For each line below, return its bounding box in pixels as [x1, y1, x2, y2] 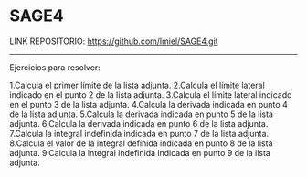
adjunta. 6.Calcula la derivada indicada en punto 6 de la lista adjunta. [9, 118, 269, 129]
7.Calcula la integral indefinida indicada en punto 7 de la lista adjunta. [9, 128, 270, 139]
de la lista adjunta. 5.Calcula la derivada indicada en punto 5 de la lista [9, 109, 274, 120]
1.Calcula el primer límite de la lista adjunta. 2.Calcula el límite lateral [9, 79, 265, 90]
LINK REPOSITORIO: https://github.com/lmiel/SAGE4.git [9, 36, 218, 47]
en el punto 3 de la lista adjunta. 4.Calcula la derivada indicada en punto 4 [9, 99, 288, 109]
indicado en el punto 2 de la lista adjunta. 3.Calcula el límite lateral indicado [9, 88, 292, 100]
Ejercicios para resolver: [9, 61, 101, 73]
